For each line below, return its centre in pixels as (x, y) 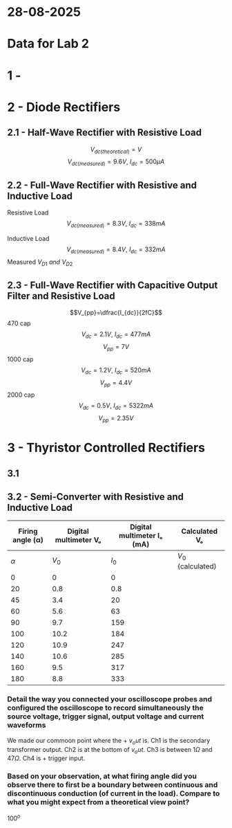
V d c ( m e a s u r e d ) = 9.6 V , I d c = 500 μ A (116, 162)
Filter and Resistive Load (61, 296)
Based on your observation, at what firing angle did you (102, 776)
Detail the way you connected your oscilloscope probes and (110, 699)
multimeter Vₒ (78, 540)
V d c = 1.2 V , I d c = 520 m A (116, 371)
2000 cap (21, 395)
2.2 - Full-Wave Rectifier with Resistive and (102, 185)
